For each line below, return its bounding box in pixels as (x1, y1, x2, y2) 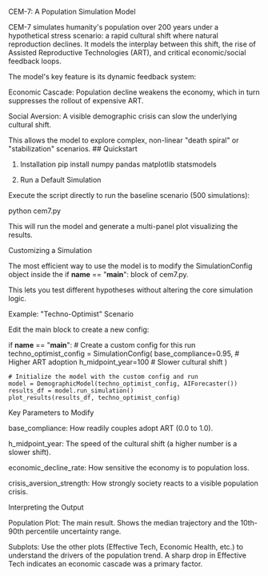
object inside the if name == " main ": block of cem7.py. (8, 270, 190, 279)
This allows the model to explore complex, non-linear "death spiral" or (8, 135, 239, 145)
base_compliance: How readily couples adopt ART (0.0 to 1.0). (8, 424, 214, 433)
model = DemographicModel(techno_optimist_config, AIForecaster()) (8, 380, 238, 388)
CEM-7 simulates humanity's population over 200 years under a (8, 22, 218, 31)
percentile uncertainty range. (25, 526, 122, 536)
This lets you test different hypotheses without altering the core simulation (8, 285, 254, 295)
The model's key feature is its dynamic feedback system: (8, 72, 197, 81)
